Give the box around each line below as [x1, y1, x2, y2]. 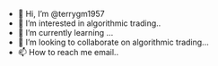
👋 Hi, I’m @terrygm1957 [17, 9, 105, 19]
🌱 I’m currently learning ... [17, 28, 114, 37]
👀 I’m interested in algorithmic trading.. [17, 18, 161, 29]
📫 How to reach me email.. [17, 47, 119, 57]
